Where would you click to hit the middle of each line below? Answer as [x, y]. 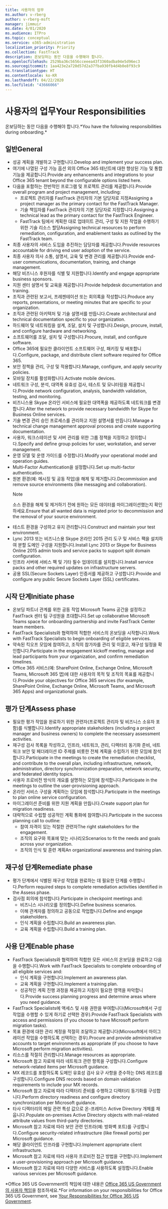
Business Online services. [39, 414]
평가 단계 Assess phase [41, 709]
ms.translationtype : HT [30, 71]
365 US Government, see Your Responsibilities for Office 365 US [72, 1196]
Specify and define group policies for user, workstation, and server [87, 444]
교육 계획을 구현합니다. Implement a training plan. [69, 984]
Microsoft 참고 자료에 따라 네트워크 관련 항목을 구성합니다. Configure [80, 1061]
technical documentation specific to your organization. [69, 319]
